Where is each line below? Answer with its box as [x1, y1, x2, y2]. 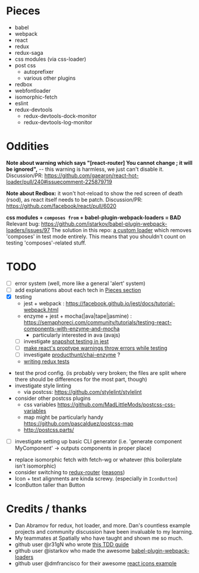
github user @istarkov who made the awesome [14, 547, 131, 555]
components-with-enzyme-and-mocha [23, 325, 120, 332]
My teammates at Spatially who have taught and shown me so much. [14, 534, 184, 542]
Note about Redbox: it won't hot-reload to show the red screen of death [6, 189, 183, 197]
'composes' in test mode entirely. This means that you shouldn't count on [6, 233, 186, 240]
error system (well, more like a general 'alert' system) [14, 280, 146, 287]
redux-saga [14, 49, 43, 56]
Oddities [6, 140, 49, 153]
